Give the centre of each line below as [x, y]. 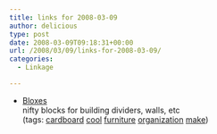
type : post [29, 34]
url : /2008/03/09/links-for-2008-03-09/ [86, 51]
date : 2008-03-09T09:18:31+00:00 [71, 42]
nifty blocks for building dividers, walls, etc [101, 110]
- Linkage [35, 68]
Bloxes [34, 100]
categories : [31, 59]
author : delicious [43, 26]
